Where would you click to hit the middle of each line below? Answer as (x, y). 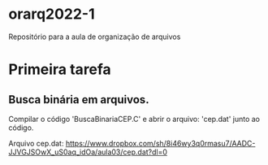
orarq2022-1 (52, 14)
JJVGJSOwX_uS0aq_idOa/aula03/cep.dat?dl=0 (88, 152)
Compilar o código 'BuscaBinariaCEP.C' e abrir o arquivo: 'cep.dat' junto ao (134, 119)
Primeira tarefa (60, 69)
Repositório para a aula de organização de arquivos (95, 37)
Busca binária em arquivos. (79, 100)
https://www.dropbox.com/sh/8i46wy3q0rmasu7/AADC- (160, 143)
